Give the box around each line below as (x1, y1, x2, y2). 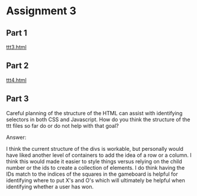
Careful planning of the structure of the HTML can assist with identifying (6, 109, 183, 116)
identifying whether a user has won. (6, 183, 93, 190)
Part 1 (6, 28, 28, 38)
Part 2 (6, 61, 29, 71)
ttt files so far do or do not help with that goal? (6, 122, 120, 129)
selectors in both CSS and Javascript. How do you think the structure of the (6, 116, 190, 123)
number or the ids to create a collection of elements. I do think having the (6, 164, 185, 171)
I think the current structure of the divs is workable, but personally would (6, 145, 183, 152)
